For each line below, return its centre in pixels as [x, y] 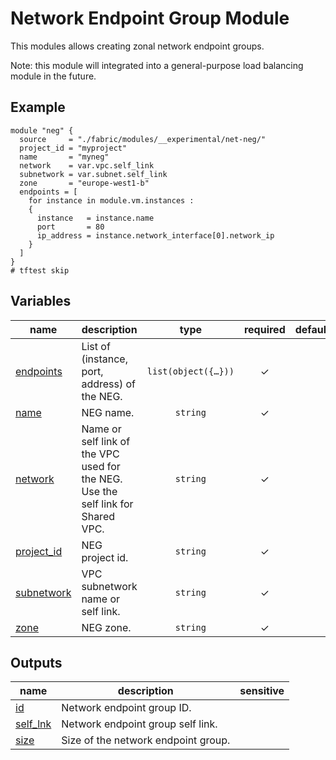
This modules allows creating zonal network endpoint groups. [137, 46]
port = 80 [70, 227]
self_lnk [33, 724]
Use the [99, 491]
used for [101, 466]
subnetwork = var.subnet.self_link [93, 174]
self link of [106, 441]
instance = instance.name [95, 218]
